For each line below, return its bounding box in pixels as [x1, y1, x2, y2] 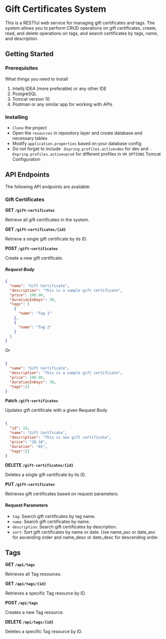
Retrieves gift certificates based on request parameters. [5, 491, 119, 497]
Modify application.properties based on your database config [12, 140, 142, 146]
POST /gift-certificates [5, 245, 58, 251]
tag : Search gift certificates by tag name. [12, 513, 96, 519]
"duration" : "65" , [9, 444, 48, 449]
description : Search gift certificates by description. [12, 523, 118, 529]
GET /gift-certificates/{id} [5, 226, 66, 233]
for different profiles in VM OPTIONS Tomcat [76, 151, 161, 157]
